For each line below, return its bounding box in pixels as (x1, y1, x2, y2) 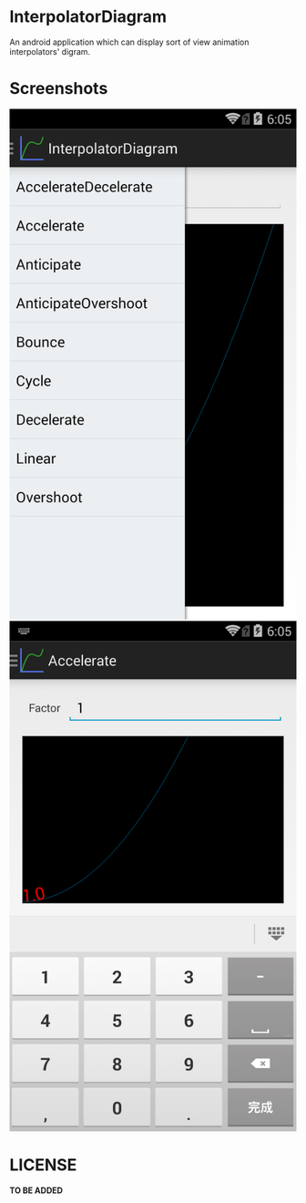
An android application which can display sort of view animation (9, 36, 250, 47)
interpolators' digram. (9, 46, 91, 57)
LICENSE (9, 1155, 77, 1176)
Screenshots (9, 78, 108, 99)
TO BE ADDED (9, 1185, 64, 1196)
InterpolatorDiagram (9, 6, 167, 27)
